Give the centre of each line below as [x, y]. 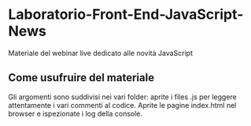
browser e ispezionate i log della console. [76, 113]
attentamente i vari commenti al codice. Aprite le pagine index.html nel [122, 105]
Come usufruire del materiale [81, 78]
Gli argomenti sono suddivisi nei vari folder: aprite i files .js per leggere [123, 97]
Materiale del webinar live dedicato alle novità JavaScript [101, 53]
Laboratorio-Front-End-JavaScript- [126, 15]
